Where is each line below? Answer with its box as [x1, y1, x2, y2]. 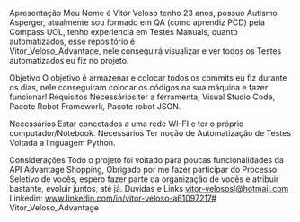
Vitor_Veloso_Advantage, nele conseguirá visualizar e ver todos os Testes [9, 46, 282, 56]
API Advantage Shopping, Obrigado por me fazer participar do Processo [9, 165, 278, 175]
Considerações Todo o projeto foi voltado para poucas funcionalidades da [9, 155, 285, 165]
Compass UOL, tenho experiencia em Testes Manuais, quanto [9, 27, 238, 37]
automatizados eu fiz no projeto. [9, 55, 129, 65]
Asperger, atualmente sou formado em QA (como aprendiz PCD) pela [9, 17, 265, 28]
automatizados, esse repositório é [9, 36, 136, 47]
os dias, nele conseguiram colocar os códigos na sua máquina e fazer [9, 82, 269, 92]
